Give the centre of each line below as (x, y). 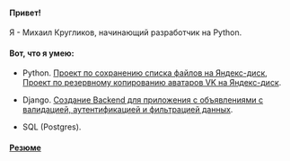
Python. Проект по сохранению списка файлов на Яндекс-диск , (145, 73)
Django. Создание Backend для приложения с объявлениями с (143, 100)
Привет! (26, 13)
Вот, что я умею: (42, 53)
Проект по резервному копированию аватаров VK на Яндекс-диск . (152, 83)
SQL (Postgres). (52, 127)
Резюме (26, 148)
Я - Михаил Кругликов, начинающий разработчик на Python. (126, 32)
